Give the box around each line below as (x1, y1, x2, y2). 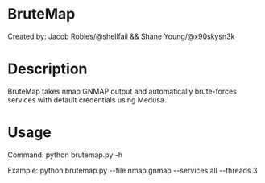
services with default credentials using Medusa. (7, 94, 167, 105)
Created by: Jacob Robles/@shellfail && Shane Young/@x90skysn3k (7, 31, 235, 41)
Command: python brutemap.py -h (7, 150, 122, 160)
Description (7, 60, 88, 78)
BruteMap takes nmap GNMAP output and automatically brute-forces (7, 86, 237, 96)
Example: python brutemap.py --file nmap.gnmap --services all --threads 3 (7, 165, 258, 175)
